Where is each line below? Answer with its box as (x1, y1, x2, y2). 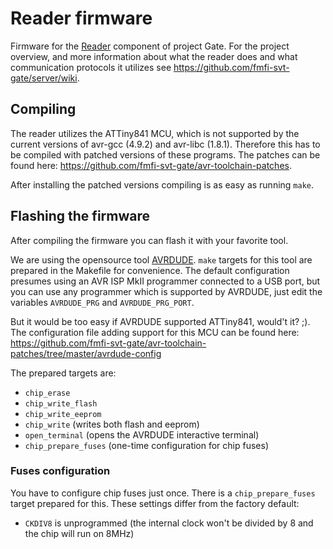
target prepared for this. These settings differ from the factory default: (10, 497, 300, 509)
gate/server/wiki (10, 72, 78, 84)
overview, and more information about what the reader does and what (10, 50, 298, 62)
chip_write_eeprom (24, 409, 102, 419)
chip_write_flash (24, 398, 98, 409)
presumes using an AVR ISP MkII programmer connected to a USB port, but (10, 275, 321, 287)
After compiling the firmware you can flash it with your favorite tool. (10, 234, 289, 246)
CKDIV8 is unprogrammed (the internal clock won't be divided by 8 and (24, 517, 314, 529)
